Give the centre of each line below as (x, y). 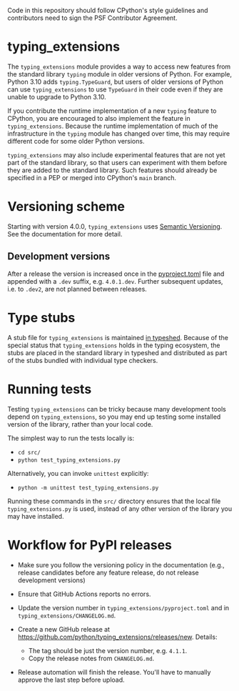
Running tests (50, 389)
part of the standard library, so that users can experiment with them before (117, 162)
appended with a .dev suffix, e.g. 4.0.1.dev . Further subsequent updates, (115, 281)
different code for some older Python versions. (76, 141)
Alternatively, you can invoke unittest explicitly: (78, 473)
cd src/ (29, 452)
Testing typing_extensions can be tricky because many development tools (117, 409)
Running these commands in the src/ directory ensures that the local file (114, 501)
